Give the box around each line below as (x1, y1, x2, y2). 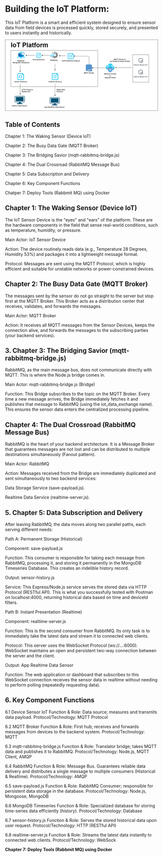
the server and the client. (5, 653, 55, 659)
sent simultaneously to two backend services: (5, 475, 97, 481)
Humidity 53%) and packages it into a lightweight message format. (5, 251, 139, 257)
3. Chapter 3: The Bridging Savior (5, 346, 108, 355)
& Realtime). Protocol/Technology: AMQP (5, 773, 87, 779)
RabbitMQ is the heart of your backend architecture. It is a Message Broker (5, 441, 155, 447)
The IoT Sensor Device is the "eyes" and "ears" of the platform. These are (5, 217, 153, 222)
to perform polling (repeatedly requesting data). (5, 682, 100, 688)
